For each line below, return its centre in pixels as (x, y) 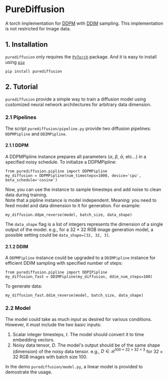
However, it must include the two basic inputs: (53, 324)
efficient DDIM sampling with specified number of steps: (64, 263)
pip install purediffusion (34, 71)
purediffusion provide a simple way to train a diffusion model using (76, 99)
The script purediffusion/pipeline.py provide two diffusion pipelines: (78, 128)
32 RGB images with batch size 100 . (50, 357)
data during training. (26, 195)
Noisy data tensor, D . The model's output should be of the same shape (86, 345)
